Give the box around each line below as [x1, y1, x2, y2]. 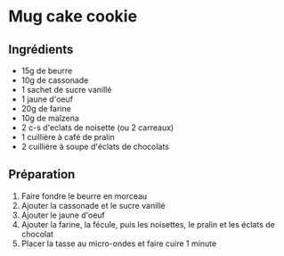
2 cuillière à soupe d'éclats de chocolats [20, 141, 170, 152]
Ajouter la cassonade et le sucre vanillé [20, 200, 166, 211]
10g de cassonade [20, 75, 89, 86]
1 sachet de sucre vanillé [20, 85, 112, 95]
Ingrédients [8, 42, 74, 57]
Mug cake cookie [8, 6, 138, 27]
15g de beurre [20, 65, 73, 76]
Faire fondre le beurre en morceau [20, 190, 148, 202]
